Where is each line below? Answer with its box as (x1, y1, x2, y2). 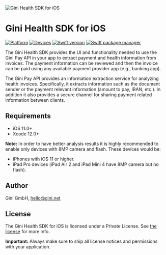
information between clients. (5, 97, 65, 103)
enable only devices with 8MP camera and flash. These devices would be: (5, 146, 161, 152)
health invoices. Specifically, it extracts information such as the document (5, 80, 160, 87)
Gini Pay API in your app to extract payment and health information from (5, 54, 156, 61)
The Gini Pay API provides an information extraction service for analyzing (5, 75, 159, 81)
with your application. (5, 244, 51, 250)
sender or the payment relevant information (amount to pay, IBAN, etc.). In (5, 86, 161, 92)
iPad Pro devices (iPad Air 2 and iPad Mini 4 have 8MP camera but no (12, 161, 159, 167)
